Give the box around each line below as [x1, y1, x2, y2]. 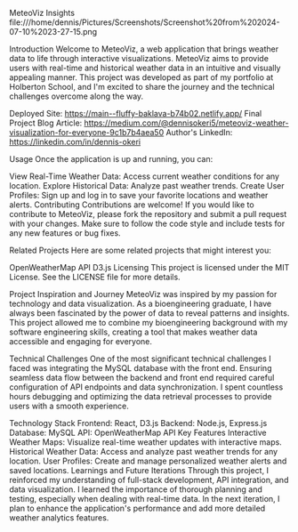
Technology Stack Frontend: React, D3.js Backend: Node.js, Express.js [9, 418, 268, 428]
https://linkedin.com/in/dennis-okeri [9, 137, 141, 147]
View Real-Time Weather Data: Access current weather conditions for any [9, 171, 280, 181]
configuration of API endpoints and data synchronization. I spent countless [9, 382, 284, 392]
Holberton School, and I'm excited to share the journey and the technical [9, 82, 275, 92]
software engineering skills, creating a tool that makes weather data [9, 326, 258, 337]
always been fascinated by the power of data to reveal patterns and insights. [9, 308, 290, 318]
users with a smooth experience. [9, 400, 129, 411]
